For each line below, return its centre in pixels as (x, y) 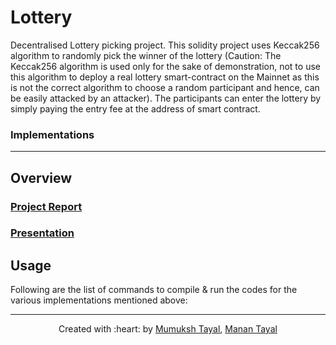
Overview (41, 177)
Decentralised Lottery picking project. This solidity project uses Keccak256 (165, 45)
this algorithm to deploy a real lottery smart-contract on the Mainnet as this (165, 77)
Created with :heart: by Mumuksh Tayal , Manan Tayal (168, 329)
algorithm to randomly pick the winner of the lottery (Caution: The (146, 55)
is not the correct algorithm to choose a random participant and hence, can (165, 87)
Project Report (46, 206)
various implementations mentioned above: (99, 300)
